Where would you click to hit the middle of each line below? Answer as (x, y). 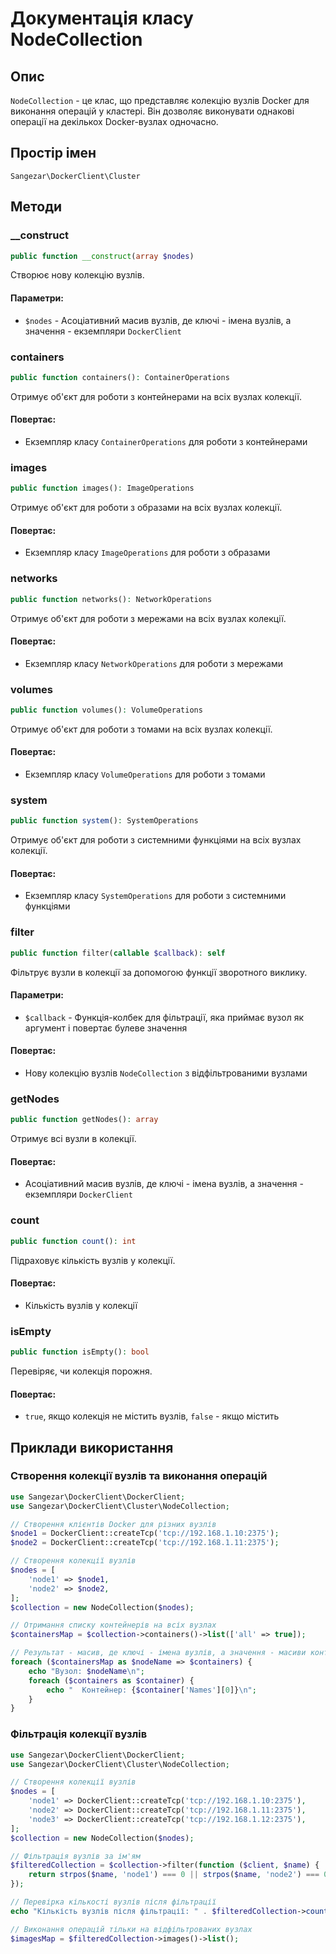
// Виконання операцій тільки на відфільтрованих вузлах (131, 1929)
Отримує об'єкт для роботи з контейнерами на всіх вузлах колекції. (156, 396)
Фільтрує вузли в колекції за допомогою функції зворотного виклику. (159, 972)
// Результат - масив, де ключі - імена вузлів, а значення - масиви (158, 1653)
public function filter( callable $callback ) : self (118, 953)
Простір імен (53, 153)
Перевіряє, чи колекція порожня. (81, 1371)
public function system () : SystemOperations (104, 821)
